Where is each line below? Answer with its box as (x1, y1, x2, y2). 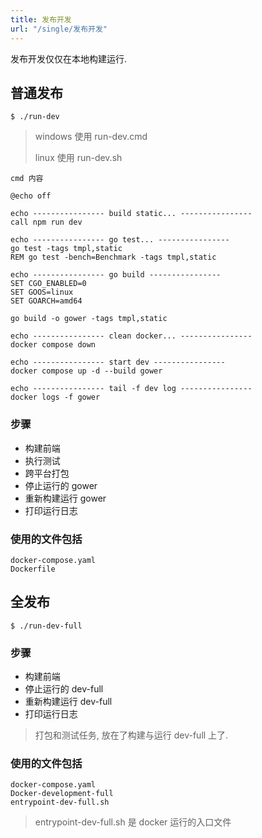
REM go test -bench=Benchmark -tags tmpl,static (10, 252, 217, 263)
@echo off (10, 191, 52, 201)
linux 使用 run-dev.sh (34, 152, 123, 164)
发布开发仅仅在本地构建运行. (10, 52, 128, 65)
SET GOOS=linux (10, 287, 74, 298)
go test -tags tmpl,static (10, 244, 123, 254)
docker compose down (10, 340, 97, 350)
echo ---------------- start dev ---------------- (10, 357, 226, 368)
